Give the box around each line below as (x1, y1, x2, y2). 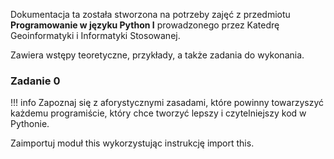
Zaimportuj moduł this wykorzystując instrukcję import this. (10, 137, 255, 149)
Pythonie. (10, 118, 50, 130)
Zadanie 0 (10, 74, 61, 88)
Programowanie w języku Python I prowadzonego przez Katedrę (10, 19, 280, 31)
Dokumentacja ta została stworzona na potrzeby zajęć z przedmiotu (10, 9, 291, 20)
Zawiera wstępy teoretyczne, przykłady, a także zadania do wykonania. (10, 49, 305, 61)
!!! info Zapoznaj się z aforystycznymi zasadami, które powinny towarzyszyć (10, 97, 324, 109)
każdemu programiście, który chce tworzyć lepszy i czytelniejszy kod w (10, 107, 307, 119)
